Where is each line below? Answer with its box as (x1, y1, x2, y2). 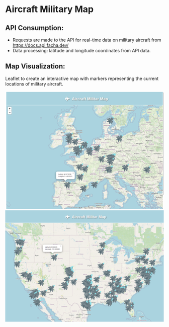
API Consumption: (5, 24, 64, 32)
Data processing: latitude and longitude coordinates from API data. (12, 48, 151, 53)
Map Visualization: (5, 62, 65, 71)
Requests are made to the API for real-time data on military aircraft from (12, 37, 161, 43)
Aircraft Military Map (5, 4, 94, 15)
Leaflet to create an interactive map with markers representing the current (5, 75, 159, 81)
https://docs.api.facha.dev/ (12, 42, 69, 48)
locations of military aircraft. (5, 80, 64, 87)
